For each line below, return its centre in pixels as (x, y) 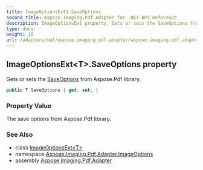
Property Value (29, 105)
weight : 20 (20, 34)
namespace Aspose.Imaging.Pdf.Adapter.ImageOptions (84, 154)
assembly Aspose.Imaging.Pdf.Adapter (63, 160)
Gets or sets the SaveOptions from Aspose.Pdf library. (74, 79)
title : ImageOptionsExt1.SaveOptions (54, 12)
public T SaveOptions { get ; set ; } (52, 90)
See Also (20, 134)
